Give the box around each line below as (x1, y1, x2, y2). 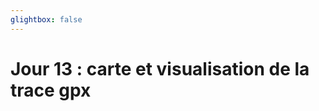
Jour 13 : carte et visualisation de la (10, 57, 310, 80)
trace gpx (10, 79, 92, 101)
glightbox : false (10, 14, 83, 25)
